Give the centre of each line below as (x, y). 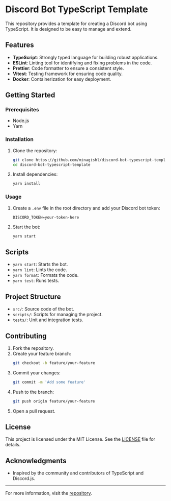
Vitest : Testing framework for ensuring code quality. (68, 74)
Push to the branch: (33, 392)
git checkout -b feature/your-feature (54, 363)
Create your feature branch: (42, 353)
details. (13, 445)
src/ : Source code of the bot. (44, 309)
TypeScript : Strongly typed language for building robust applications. (85, 57)
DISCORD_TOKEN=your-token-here (46, 217)
